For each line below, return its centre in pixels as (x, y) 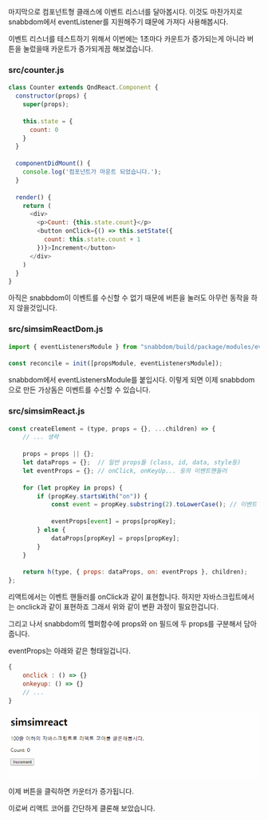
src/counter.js (36, 70)
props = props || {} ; (58, 454)
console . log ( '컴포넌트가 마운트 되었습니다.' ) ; (92, 172)
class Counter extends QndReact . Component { (83, 88)
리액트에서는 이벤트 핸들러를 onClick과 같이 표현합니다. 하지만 (105, 597)
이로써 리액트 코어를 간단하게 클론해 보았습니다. (82, 808)
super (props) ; (46, 105)
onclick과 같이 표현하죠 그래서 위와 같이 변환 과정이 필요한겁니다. (118, 607)
